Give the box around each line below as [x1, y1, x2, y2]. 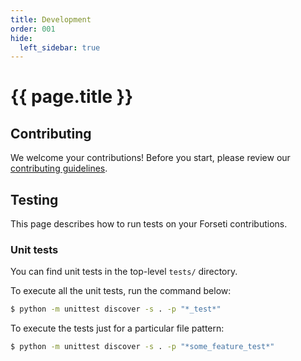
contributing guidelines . [10, 162, 108, 175]
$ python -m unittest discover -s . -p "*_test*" [10, 304, 222, 315]
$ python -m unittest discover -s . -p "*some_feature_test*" [10, 342, 275, 352]
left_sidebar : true [19, 42, 101, 53]
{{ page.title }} [10, 86, 134, 108]
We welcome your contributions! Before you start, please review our [10, 152, 291, 164]
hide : [10, 33, 33, 43]
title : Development [10, 14, 92, 25]
